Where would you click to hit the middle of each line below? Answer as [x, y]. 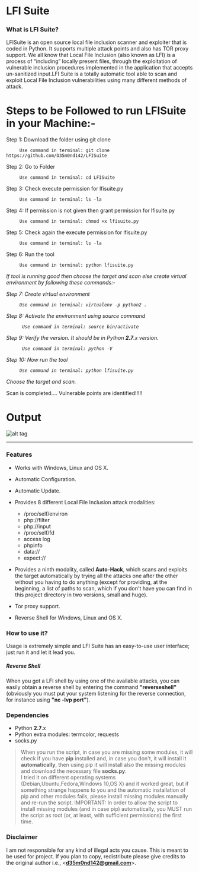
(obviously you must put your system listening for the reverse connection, [96, 693]
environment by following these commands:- [61, 283]
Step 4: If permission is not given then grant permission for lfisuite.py [91, 211]
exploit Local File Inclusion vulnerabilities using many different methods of [97, 80]
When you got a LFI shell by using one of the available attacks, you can [93, 681]
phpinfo [33, 545]
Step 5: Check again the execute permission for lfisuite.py [77, 232]
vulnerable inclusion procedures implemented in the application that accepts [99, 68]
